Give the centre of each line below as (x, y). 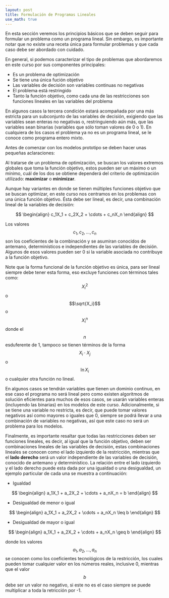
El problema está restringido (42, 91)
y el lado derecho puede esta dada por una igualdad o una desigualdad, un (83, 468)
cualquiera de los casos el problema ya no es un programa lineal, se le (78, 133)
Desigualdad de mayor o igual (43, 522)
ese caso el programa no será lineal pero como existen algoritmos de (77, 394)
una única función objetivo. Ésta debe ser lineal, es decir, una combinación (83, 199)
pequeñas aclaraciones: (30, 153)
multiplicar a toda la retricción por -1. (43, 590)
